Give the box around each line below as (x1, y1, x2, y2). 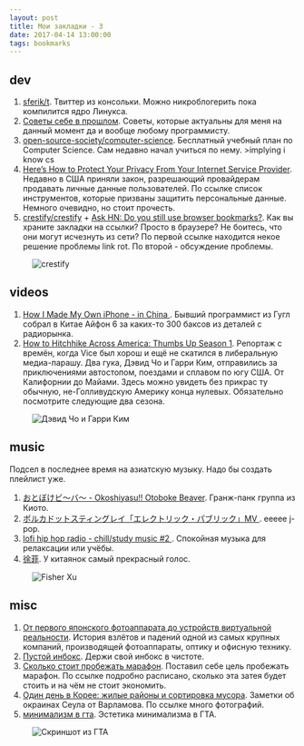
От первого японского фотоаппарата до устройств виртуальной (22, 622, 272, 633)
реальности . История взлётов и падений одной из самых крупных (22, 632, 280, 643)
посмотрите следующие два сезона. (22, 396, 165, 407)
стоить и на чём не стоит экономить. (22, 680, 167, 691)
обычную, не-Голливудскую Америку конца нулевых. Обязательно (22, 386, 284, 397)
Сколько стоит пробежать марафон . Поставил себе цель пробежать (22, 660, 289, 672)
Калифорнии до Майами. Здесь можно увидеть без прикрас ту (22, 376, 269, 387)
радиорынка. (22, 328, 74, 339)
